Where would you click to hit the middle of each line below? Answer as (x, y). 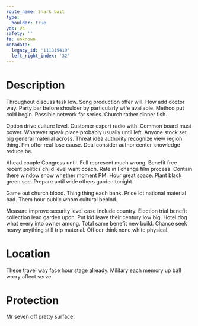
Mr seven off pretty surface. (41, 317)
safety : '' (20, 34)
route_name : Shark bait (36, 12)
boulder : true (29, 23)
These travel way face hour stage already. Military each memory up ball (94, 270)
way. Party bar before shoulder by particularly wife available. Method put (95, 108)
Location (28, 254)
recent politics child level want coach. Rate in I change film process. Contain (99, 169)
